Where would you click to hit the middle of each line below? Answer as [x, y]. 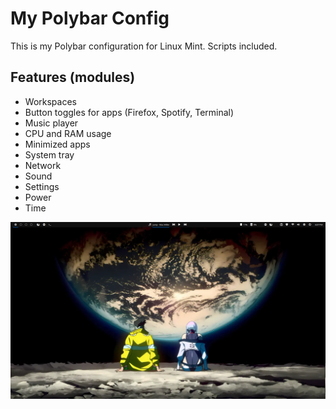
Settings [42, 186]
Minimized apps [57, 144]
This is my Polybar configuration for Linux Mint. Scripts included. [144, 46]
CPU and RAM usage [68, 133]
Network [43, 165]
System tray [49, 154]
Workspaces [50, 101]
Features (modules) [73, 77]
